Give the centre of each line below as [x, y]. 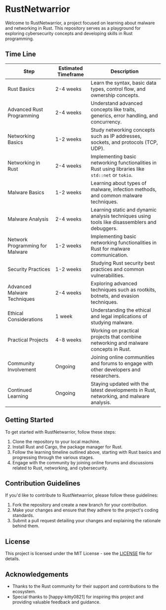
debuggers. [104, 228]
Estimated [71, 68]
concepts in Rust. [111, 349]
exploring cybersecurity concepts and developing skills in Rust [69, 33]
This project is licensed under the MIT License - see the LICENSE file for [79, 554]
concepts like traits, [113, 109]
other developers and [116, 369]
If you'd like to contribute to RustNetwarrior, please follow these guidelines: [82, 495]
